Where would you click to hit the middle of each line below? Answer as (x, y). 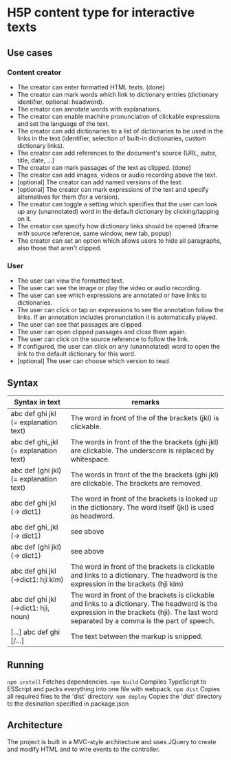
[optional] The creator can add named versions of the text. (100, 182)
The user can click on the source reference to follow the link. (103, 339)
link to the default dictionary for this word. (76, 354)
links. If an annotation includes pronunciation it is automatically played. (117, 317)
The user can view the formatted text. (70, 281)
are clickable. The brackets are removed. (136, 483)
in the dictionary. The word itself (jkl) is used (142, 507)
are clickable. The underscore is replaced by (142, 450)
